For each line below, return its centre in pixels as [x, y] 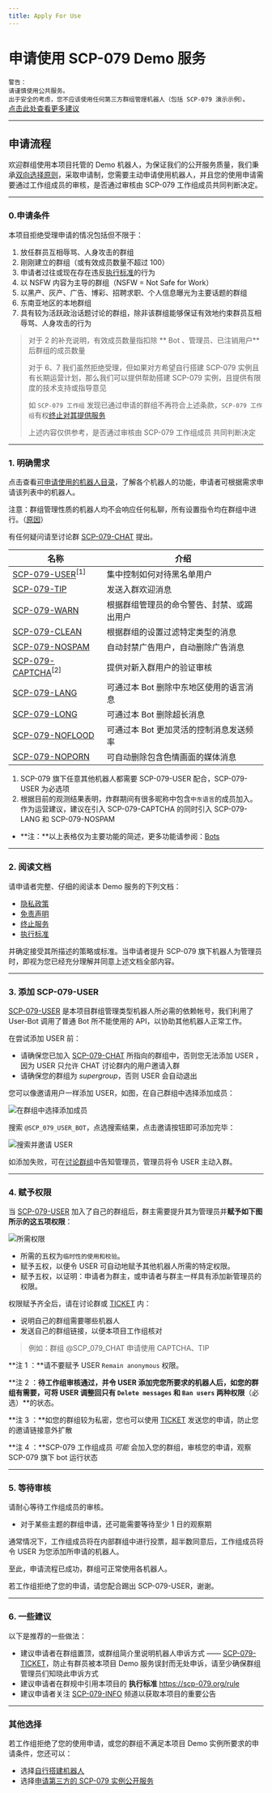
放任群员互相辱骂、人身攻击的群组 [77, 252]
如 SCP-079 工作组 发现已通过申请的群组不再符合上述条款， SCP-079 [137, 405]
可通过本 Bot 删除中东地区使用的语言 [176, 688]
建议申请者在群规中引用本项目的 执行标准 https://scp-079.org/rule [130, 1683]
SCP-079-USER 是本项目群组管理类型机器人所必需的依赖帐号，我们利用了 [131, 1011]
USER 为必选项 [45, 789]
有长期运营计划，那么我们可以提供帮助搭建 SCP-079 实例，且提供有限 [144, 377]
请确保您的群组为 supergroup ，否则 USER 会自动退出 [108, 1075]
